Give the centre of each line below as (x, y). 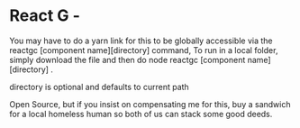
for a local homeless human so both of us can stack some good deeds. (141, 114)
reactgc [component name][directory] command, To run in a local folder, (144, 50)
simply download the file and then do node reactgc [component (127, 59)
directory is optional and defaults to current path (99, 87)
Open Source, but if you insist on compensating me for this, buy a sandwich (150, 104)
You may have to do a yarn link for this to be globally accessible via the (141, 41)
